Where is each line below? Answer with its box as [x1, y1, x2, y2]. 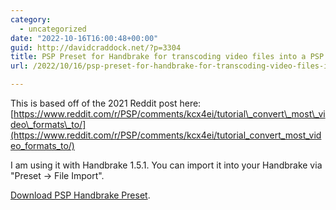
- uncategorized [19, 24, 87, 34]
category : [10, 14, 52, 25]
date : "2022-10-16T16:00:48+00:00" [10, 33, 159, 43]
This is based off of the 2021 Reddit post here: [10, 97, 202, 109]
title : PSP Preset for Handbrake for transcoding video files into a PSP [10, 52, 325, 62]
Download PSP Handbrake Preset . [10, 189, 151, 201]
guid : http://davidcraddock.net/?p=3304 [10, 42, 182, 53]
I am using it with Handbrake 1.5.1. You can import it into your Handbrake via [10, 159, 323, 171]
